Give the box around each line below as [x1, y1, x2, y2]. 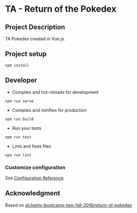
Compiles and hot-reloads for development [12, 89, 99, 95]
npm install [5, 63, 29, 68]
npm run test [5, 134, 32, 140]
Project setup [5, 50, 47, 58]
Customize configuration [5, 164, 66, 170]
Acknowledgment [5, 189, 60, 197]
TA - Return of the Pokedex [5, 3, 117, 15]
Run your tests [12, 125, 41, 131]
